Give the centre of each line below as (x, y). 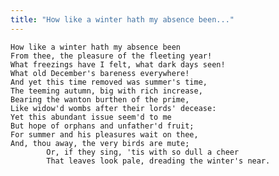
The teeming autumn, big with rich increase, (106, 91)
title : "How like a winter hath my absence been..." (122, 19)
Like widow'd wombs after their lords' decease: (113, 108)
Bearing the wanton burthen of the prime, (100, 99)
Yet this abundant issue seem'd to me (91, 117)
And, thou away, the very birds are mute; (100, 143)
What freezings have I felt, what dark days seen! (118, 64)
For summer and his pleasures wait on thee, (104, 134)
